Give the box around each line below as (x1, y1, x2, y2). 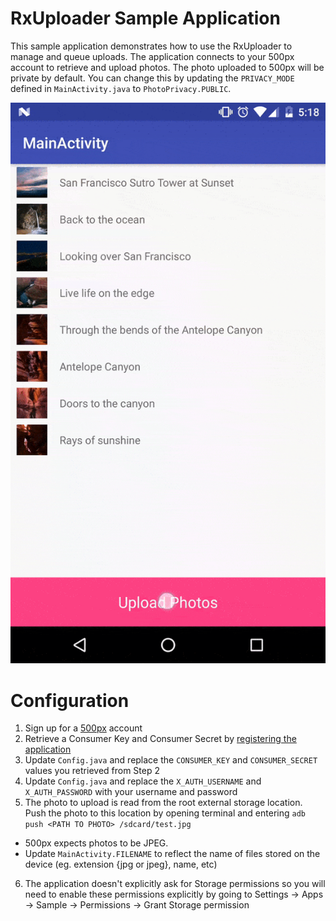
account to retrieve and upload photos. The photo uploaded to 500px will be (10, 61, 325, 73)
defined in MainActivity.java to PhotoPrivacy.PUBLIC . (10, 82, 232, 94)
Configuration (10, 689, 130, 712)
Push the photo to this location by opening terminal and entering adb (24, 807, 306, 819)
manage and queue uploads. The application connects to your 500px (10, 50, 295, 62)
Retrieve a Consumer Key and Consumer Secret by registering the (24, 733, 297, 745)
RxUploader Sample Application (10, 7, 281, 30)
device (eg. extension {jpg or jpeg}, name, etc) (24, 858, 218, 871)
